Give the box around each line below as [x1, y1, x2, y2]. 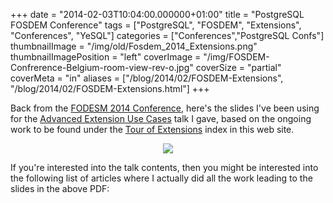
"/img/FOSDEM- [203, 51, 270, 63]
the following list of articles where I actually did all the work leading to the [10, 172, 313, 184]
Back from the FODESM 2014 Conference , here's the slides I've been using [10, 102, 320, 114]
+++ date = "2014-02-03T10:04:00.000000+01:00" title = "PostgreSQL [10, 9, 305, 20]
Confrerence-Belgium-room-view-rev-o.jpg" [10, 62, 194, 73]
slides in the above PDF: [10, 183, 110, 194]
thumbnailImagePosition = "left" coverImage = [10, 51, 202, 63]
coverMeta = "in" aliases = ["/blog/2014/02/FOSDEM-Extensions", [10, 72, 284, 84]
